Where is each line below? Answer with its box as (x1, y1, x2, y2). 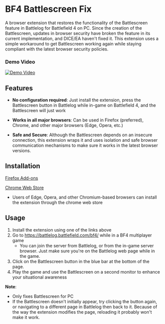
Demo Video (5, 58, 35, 65)
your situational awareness (12, 274, 67, 280)
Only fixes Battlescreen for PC (12, 293, 74, 299)
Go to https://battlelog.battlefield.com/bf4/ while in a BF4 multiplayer (12, 232, 152, 238)
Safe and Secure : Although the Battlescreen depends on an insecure (12, 132, 153, 138)
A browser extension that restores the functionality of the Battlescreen (5, 20, 148, 26)
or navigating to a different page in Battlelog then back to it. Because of (12, 304, 158, 310)
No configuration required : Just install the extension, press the (12, 97, 141, 103)
